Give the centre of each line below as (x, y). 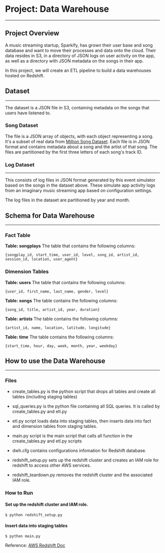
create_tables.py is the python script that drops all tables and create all (84, 391)
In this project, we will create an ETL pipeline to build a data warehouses (78, 70)
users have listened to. (28, 113)
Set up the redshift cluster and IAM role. (47, 504)
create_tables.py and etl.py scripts (47, 441)
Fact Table (18, 235)
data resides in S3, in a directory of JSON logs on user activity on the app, (80, 56)
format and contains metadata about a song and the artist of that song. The (81, 147)
